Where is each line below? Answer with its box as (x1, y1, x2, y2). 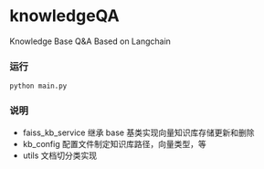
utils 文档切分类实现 (22, 150, 98, 161)
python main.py (9, 81, 68, 91)
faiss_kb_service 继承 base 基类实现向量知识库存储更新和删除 (22, 127, 255, 138)
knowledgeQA (9, 5, 121, 26)
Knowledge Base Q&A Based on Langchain (9, 36, 172, 47)
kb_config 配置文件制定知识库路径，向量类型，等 (22, 138, 207, 149)
